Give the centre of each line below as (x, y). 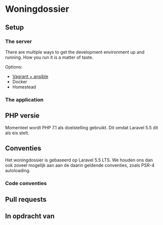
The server (19, 41)
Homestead (24, 87)
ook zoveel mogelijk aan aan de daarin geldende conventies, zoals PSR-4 (80, 165)
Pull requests (26, 199)
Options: (14, 67)
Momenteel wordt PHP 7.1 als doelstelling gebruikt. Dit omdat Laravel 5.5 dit (82, 127)
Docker (20, 81)
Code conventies (26, 184)
